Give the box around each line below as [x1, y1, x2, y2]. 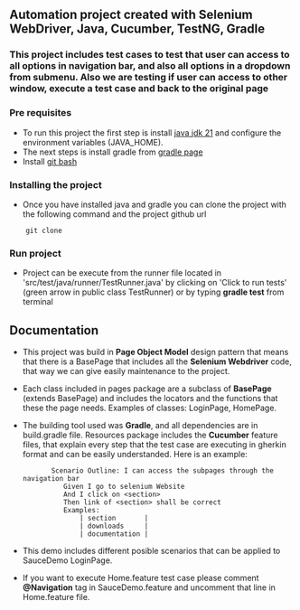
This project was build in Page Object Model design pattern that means [22, 347, 289, 358]
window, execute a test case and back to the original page [9, 82, 269, 95]
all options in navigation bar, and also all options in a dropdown [9, 60, 291, 72]
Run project [9, 247, 61, 259]
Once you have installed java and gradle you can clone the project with [22, 199, 287, 210]
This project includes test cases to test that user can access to [9, 49, 291, 61]
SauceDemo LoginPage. [22, 555, 113, 566]
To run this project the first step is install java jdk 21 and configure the [22, 127, 282, 138]
